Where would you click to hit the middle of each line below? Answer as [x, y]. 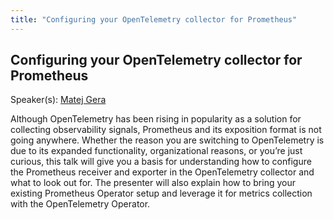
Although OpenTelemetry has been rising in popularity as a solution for [156, 119]
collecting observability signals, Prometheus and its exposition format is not [166, 130]
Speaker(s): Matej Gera [58, 100]
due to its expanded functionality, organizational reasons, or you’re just [156, 151]
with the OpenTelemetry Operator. [80, 204]
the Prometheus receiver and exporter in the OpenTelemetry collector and [162, 172]
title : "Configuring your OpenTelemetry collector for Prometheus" [154, 19]
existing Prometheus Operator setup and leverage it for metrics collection [161, 193]
